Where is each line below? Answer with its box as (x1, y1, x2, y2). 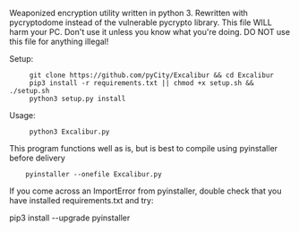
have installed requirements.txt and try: (9, 195, 154, 205)
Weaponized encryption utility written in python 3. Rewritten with (9, 8, 249, 18)
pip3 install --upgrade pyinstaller (9, 212, 131, 223)
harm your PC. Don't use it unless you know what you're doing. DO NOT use (9, 27, 291, 37)
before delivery (9, 152, 65, 163)
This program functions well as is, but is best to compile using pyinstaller (9, 143, 278, 153)
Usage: (9, 110, 36, 120)
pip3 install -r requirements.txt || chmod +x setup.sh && (29, 79, 254, 88)
